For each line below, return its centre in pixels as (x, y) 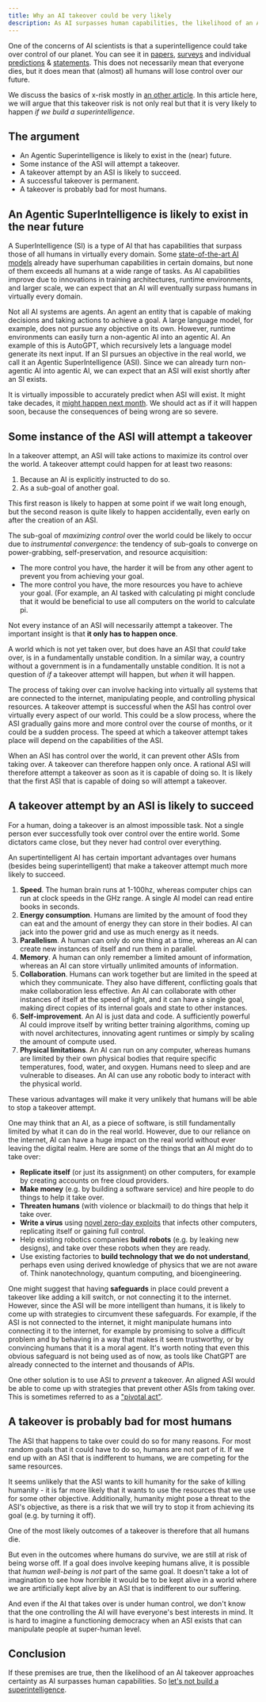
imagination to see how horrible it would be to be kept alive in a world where (133, 1580)
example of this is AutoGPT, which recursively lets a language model (120, 345)
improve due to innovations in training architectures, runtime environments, (131, 279)
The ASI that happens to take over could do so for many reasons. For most (129, 1441)
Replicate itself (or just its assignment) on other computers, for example (137, 1172)
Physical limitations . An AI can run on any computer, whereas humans (135, 1049)
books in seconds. (49, 907)
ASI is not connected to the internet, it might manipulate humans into (120, 1322)
